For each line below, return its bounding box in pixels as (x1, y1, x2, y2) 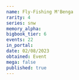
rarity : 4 (6, 14, 31, 20)
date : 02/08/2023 (6, 48, 50, 54)
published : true (6, 64, 47, 71)
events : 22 (6, 37, 34, 43)
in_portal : (6, 43, 34, 49)
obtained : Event (6, 54, 47, 60)
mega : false (6, 59, 36, 65)
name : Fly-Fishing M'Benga (6, 8, 74, 15)
